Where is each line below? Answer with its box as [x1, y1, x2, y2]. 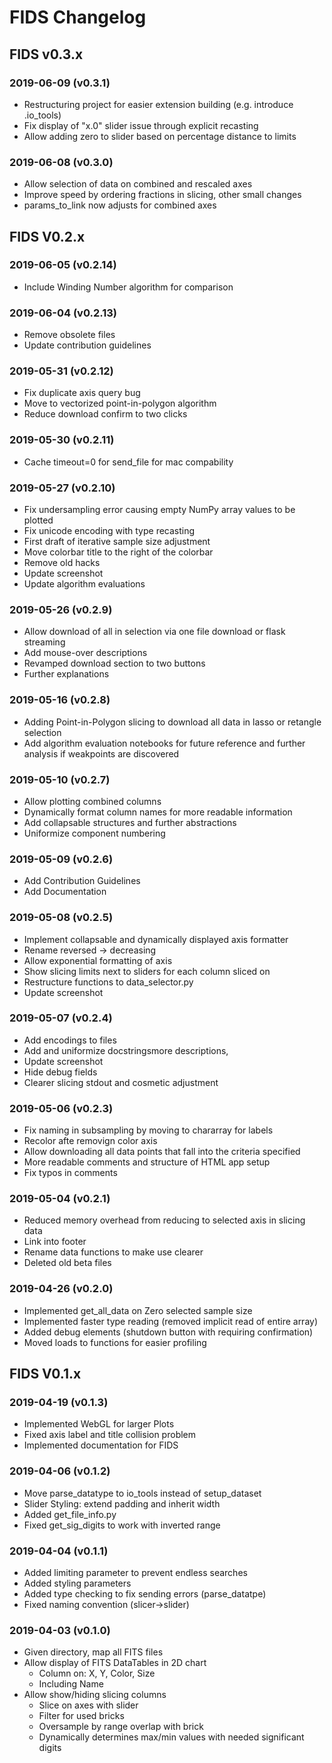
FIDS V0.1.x [9, 1366, 82, 1383]
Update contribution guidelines [23, 339, 152, 351]
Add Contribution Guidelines [23, 875, 141, 887]
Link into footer [23, 1236, 87, 1248]
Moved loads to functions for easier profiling [23, 1336, 207, 1348]
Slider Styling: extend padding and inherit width [23, 1497, 221, 1510]
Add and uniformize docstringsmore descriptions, [23, 1044, 229, 1056]
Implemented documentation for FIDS [23, 1439, 179, 1451]
